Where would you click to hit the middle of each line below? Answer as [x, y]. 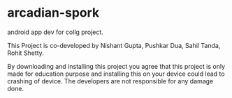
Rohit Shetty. [26, 53]
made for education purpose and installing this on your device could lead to [116, 74]
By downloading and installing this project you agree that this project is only [116, 66]
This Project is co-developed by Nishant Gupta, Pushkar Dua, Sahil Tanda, [114, 45]
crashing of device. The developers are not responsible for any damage [110, 81]
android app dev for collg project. [55, 32]
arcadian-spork [53, 13]
